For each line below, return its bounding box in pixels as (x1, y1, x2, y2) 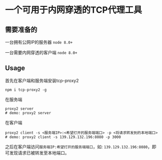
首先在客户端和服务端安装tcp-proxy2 (5, 78, 79, 83)
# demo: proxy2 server (5, 110, 51, 115)
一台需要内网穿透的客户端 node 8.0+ (5, 50, 78, 55)
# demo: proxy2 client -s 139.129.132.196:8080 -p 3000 (5, 135, 121, 140)
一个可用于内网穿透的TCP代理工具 (5, 4, 142, 16)
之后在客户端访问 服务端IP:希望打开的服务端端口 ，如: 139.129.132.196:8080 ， (5, 143, 152, 149)
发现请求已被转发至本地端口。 (9, 150, 69, 156)
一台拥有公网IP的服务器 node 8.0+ (5, 40, 73, 45)
